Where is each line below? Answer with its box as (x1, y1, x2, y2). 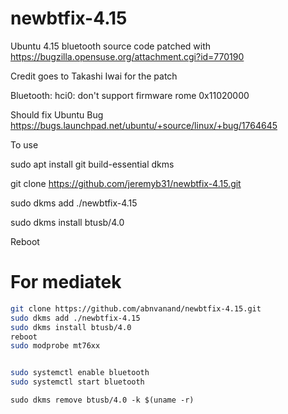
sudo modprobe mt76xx (10, 341, 101, 351)
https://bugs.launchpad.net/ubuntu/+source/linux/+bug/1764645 (10, 119, 278, 131)
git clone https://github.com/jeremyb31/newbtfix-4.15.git (10, 177, 242, 189)
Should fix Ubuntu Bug (10, 108, 104, 121)
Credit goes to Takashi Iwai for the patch (10, 70, 178, 82)
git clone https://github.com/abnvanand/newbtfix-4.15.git (10, 303, 262, 314)
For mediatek (10, 271, 122, 294)
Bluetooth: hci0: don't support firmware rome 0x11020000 (10, 89, 250, 101)
